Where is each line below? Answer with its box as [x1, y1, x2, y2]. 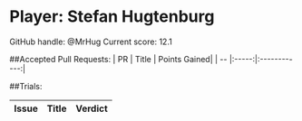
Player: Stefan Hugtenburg [9, 6, 215, 27]
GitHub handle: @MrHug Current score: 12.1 [9, 36, 172, 47]
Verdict [75, 102, 109, 115]
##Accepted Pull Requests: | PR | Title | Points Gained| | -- [9, 53, 228, 64]
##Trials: [9, 80, 43, 91]
